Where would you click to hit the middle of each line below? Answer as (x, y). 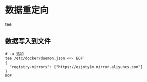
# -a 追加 (14, 54)
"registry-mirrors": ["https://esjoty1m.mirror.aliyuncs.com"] (76, 67)
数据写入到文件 (28, 41)
